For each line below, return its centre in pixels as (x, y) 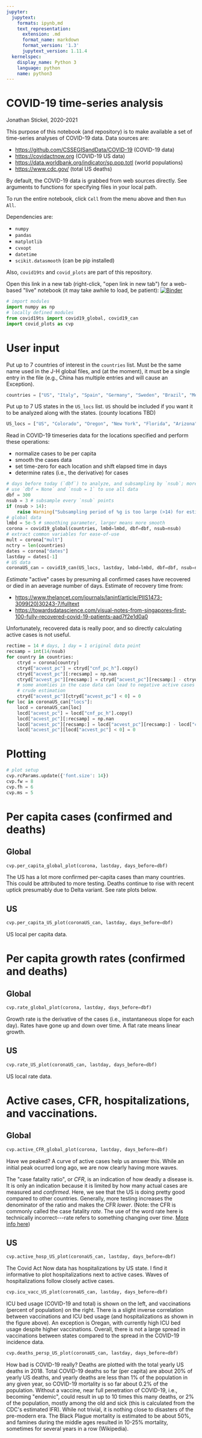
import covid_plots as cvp (40, 324)
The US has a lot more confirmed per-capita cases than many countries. (96, 877)
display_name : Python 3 (47, 62)
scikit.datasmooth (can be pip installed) (65, 260)
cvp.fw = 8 (20, 781)
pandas (23, 236)
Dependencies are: (30, 217)
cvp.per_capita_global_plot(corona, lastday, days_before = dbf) (87, 866)
